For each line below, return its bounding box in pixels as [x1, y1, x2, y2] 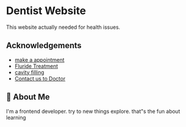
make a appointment [14, 56, 65, 63]
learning [6, 113, 26, 121]
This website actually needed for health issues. [6, 24, 121, 31]
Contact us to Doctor [14, 75, 66, 82]
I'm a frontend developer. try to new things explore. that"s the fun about [6, 108, 181, 115]
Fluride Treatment [14, 62, 58, 69]
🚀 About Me [6, 92, 50, 102]
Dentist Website [6, 4, 87, 18]
